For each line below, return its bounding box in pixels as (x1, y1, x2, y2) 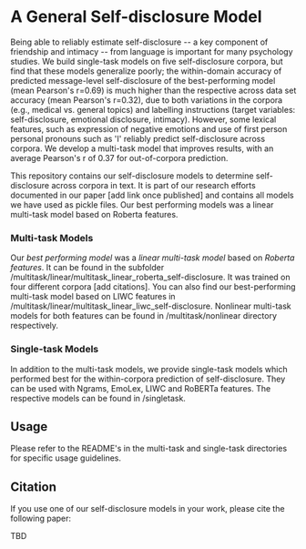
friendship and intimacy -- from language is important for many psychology (10, 46, 294, 56)
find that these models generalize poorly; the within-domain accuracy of (10, 66, 282, 76)
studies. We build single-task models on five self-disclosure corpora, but (10, 56, 283, 66)
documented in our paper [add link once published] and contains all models (10, 189, 294, 200)
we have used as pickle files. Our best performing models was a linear (10, 198, 274, 210)
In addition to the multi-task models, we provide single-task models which (10, 363, 288, 374)
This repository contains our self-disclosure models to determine (10, 170, 254, 181)
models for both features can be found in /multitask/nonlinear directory (10, 310, 277, 321)
